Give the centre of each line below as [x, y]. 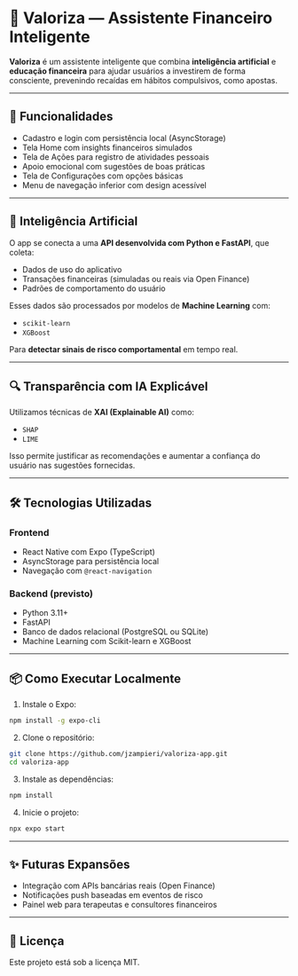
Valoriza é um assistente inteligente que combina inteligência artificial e [143, 61]
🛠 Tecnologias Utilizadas [81, 503]
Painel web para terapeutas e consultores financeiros [119, 905]
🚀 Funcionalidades [61, 117]
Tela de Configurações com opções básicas [102, 176]
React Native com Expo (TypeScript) [88, 552]
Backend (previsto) [51, 594]
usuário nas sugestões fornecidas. [72, 466]
